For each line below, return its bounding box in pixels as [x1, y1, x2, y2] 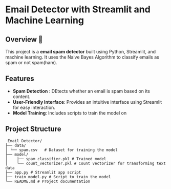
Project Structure [5, 125, 61, 134]
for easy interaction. [12, 104, 55, 110]
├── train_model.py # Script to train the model [5, 174, 111, 179]
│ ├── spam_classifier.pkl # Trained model [5, 156, 106, 161]
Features [5, 74, 34, 83]
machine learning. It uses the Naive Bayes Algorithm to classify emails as [5, 54, 160, 60]
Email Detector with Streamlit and [5, 4, 151, 15]
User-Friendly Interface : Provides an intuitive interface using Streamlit [12, 99, 162, 105]
